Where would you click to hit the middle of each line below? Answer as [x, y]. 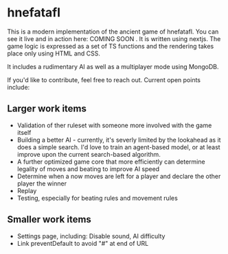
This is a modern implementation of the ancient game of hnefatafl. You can [113, 31]
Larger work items [47, 109]
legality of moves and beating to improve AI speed [88, 168]
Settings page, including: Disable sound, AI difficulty [91, 236]
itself [24, 132]
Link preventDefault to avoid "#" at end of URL [83, 243]
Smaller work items [49, 219]
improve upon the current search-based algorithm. [89, 154]
